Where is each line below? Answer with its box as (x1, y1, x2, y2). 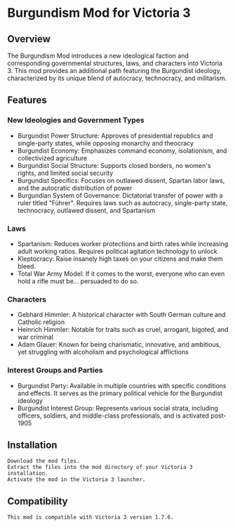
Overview (7, 33, 51, 45)
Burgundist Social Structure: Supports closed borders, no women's (17, 161, 212, 169)
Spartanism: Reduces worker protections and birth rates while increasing (17, 239, 229, 247)
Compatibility (7, 495, 68, 507)
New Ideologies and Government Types (7, 115, 145, 125)
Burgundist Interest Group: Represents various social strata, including (17, 404, 219, 412)
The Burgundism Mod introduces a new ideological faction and (7, 51, 189, 60)
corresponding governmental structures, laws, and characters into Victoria (7, 59, 223, 67)
